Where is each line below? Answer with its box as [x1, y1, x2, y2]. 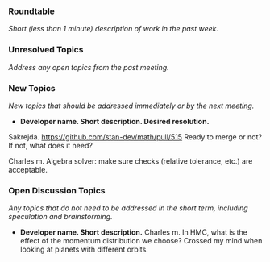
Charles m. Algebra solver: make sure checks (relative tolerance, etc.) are [8, 156, 253, 166]
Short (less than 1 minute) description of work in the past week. [8, 24, 219, 34]
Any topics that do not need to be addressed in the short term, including [8, 203, 248, 213]
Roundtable [8, 6, 55, 17]
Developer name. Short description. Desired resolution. [19, 116, 210, 126]
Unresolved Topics [8, 44, 84, 56]
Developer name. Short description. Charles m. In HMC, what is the [19, 227, 247, 237]
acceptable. [8, 164, 48, 174]
